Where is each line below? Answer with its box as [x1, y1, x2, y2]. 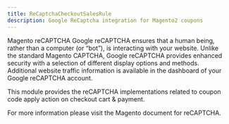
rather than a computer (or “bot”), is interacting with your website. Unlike [7, 44, 219, 52]
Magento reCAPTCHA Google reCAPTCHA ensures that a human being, [7, 36, 215, 44]
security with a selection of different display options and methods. [7, 58, 199, 67]
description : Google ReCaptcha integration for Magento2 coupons [7, 17, 203, 24]
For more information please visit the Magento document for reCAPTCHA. [7, 108, 222, 117]
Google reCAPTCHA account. [7, 73, 93, 82]
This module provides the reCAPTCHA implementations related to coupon [7, 87, 221, 96]
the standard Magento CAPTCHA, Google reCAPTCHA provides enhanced [7, 51, 223, 60]
